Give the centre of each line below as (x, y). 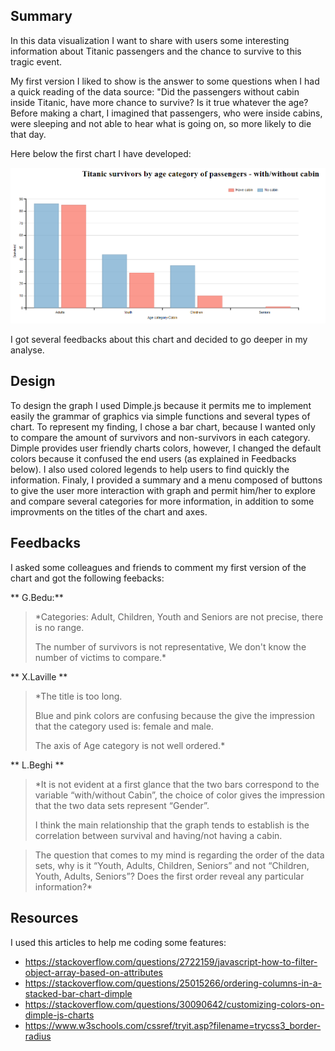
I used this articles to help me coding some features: (118, 942)
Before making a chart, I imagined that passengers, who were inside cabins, (166, 113)
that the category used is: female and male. (124, 726)
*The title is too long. (78, 696)
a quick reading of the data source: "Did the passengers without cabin (155, 91)
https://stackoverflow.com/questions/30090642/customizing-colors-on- (174, 1004)
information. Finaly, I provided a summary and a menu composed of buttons (166, 480)
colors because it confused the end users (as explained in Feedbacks (153, 458)
